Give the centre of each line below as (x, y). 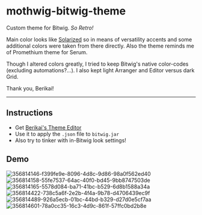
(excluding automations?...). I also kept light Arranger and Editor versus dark (100, 70)
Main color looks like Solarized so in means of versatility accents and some (99, 39)
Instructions (29, 113)
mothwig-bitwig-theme (66, 11)
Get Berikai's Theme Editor (48, 127)
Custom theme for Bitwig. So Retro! (50, 28)
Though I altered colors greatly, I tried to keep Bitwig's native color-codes (97, 64)
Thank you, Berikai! (30, 88)
